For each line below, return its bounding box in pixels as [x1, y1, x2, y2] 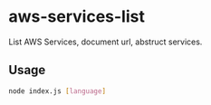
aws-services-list [8, 6, 146, 27]
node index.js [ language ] [8, 86, 106, 96]
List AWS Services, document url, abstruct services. [8, 36, 203, 47]
